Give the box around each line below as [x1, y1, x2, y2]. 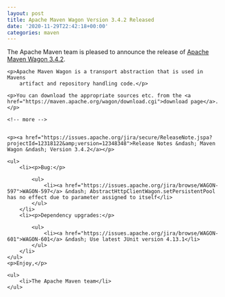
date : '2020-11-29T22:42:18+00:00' [7, 23, 109, 29]
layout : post [7, 10, 44, 17]
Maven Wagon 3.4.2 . [7, 55, 66, 64]
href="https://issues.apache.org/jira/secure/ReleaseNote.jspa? [25, 134, 213, 141]
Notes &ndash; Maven [157, 140, 215, 147]
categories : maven [7, 29, 59, 36]
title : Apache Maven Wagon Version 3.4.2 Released [7, 16, 155, 23]
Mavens [7, 75, 26, 81]
